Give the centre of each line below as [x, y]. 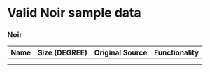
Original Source [121, 52]
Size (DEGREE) [62, 52]
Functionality [176, 52]
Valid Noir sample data [74, 13]
